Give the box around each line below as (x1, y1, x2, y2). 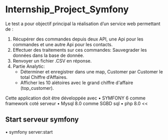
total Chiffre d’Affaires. (20, 74, 68, 80)
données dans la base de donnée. (12, 52, 84, 58)
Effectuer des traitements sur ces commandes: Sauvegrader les (12, 47, 147, 53)
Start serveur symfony (5, 115, 79, 124)
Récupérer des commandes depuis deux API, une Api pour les (12, 36, 144, 42)
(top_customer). (20, 85, 54, 91)
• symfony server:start (5, 129, 53, 135)
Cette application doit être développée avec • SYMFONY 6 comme (5, 95, 146, 101)
